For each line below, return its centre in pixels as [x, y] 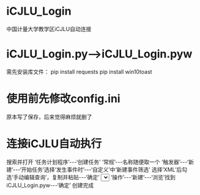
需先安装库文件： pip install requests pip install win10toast [79, 72]
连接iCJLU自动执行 [54, 144]
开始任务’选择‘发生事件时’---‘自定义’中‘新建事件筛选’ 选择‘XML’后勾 [104, 169]
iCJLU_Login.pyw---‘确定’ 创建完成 [50, 185]
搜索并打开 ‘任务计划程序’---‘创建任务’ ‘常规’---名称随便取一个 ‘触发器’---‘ [98, 162]
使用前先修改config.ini [63, 99]
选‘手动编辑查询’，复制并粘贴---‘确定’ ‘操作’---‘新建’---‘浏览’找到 [91, 177]
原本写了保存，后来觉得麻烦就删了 [49, 117]
